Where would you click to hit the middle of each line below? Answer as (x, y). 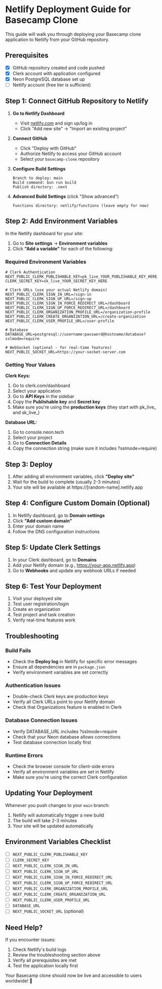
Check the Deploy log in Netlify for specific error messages (75, 662)
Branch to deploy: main (38, 178)
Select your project (32, 437)
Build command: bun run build (45, 182)
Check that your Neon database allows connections (66, 737)
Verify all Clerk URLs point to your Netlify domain (64, 702)
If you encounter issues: (30, 940)
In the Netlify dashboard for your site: (44, 233)
